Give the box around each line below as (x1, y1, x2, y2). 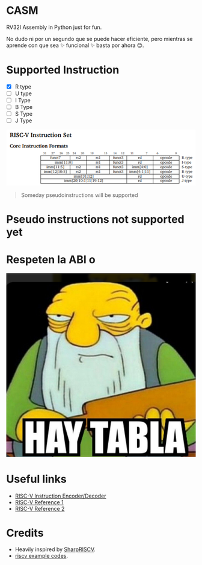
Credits (6, 526, 44, 540)
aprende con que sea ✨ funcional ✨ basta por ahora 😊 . (6, 42, 144, 49)
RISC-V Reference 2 (14, 505, 65, 512)
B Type (14, 104, 33, 111)
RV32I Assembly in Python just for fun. (6, 23, 102, 31)
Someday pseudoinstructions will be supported (20, 191, 138, 199)
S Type (14, 110, 33, 117)
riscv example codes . (14, 552, 68, 560)
